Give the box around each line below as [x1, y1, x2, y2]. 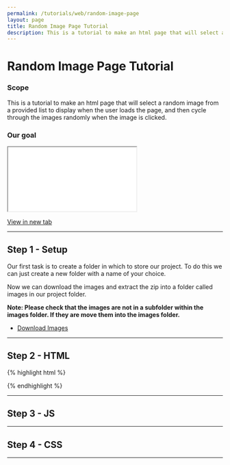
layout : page [7, 16, 44, 23]
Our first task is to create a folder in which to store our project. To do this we [7, 262, 222, 271]
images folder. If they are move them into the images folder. [7, 310, 180, 318]
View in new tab [7, 218, 53, 226]
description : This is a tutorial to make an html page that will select [7, 29, 219, 36]
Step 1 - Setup [7, 244, 68, 255]
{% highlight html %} [7, 368, 66, 377]
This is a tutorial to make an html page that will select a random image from [7, 99, 219, 107]
